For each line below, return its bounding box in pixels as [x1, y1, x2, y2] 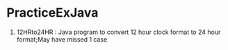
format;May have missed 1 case [16, 35, 108, 43]
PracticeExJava [6, 5, 99, 21]
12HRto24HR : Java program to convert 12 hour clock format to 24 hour [16, 28, 221, 36]
